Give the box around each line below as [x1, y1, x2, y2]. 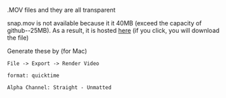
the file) [7, 34, 29, 42]
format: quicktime [7, 72, 60, 79]
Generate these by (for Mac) [7, 47, 88, 55]
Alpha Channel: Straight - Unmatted [7, 84, 112, 91]
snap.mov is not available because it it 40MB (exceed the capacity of [7, 19, 202, 27]
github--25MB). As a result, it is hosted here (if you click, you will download [7, 27, 220, 34]
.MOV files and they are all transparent [7, 6, 116, 14]
